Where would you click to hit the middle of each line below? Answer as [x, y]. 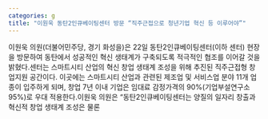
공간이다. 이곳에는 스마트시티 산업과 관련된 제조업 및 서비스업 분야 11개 [139, 77]
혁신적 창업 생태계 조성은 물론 [54, 107]
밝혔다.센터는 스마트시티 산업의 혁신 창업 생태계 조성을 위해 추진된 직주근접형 [128, 67]
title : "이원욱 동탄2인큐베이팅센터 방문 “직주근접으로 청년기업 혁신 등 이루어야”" [127, 23]
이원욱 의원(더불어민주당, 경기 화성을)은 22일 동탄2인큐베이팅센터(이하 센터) [127, 47]
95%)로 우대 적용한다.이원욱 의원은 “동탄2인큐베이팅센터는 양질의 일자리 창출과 [132, 97]
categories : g [32, 16]
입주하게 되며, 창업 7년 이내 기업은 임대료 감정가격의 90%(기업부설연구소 [136, 87]
